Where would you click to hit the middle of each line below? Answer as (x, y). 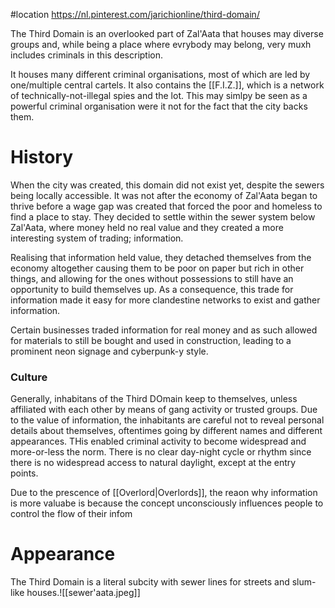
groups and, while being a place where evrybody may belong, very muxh (161, 44)
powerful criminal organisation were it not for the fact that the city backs (159, 106)
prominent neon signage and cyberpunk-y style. (109, 351)
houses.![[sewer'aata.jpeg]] (83, 593)
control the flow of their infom (71, 514)
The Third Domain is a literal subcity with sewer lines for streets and (150, 582)
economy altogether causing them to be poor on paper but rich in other (157, 268)
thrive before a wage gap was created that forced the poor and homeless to (166, 206)
